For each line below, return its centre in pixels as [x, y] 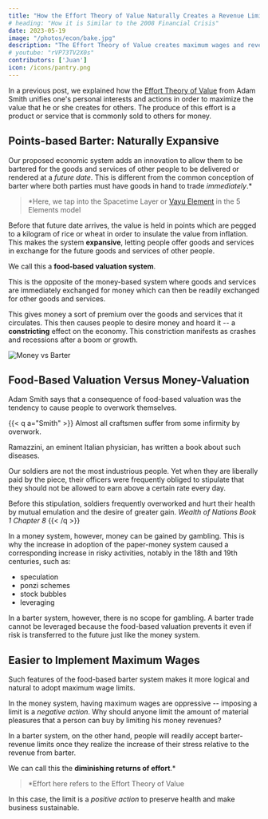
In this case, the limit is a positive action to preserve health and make [122, 799]
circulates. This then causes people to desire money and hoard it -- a [122, 322]
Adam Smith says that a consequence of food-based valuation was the [125, 400]
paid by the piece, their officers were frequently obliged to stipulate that [126, 479]
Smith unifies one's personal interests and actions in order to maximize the [131, 99]
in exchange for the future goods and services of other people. [112, 250]
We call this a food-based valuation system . [82, 266]
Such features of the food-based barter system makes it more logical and [129, 679]
